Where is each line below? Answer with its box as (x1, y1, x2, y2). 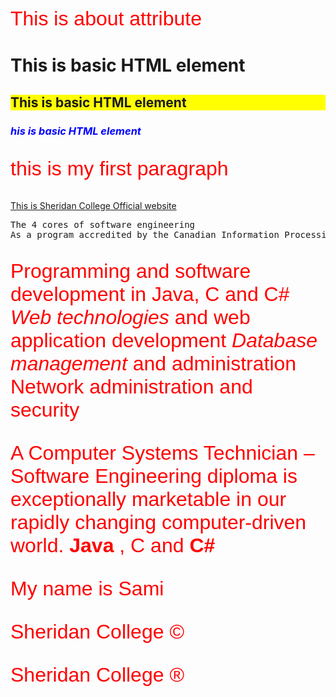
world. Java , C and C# (10, 533, 216, 557)
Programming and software (10, 259, 252, 283)
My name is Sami (10, 576, 165, 600)
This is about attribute (10, 7, 202, 30)
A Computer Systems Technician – (10, 441, 315, 465)
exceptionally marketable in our (10, 487, 287, 511)
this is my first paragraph (10, 156, 229, 180)
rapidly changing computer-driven (10, 510, 307, 534)
